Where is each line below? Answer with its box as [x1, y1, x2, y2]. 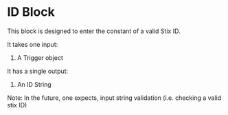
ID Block [7, 4, 55, 20]
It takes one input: [7, 40, 58, 48]
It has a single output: [7, 67, 69, 75]
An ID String [16, 80, 52, 88]
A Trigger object [16, 53, 64, 62]
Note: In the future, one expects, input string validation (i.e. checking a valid [7, 94, 222, 102]
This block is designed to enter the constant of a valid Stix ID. [7, 27, 181, 35]
